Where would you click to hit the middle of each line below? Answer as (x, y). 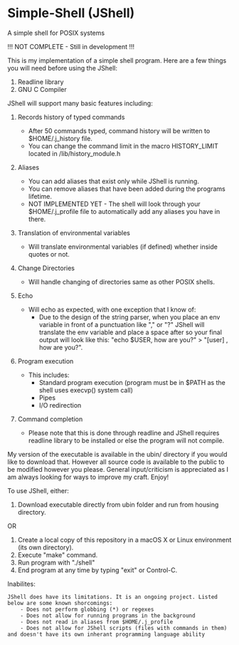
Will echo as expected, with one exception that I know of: (112, 309)
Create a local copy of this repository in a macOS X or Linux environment (124, 540)
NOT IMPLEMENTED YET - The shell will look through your (114, 204)
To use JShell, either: (38, 490)
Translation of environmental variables (74, 232)
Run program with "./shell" (56, 562)
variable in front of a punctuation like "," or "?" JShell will (122, 324)
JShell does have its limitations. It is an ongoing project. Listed (113, 597)
